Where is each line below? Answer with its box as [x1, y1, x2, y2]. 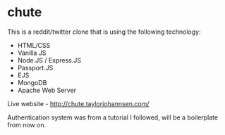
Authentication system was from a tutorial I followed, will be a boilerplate [7, 113, 219, 122]
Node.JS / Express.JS [17, 56, 82, 64]
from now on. [7, 120, 47, 129]
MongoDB [17, 78, 47, 86]
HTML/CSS [17, 41, 51, 49]
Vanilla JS [17, 49, 47, 57]
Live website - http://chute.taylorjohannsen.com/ [7, 99, 150, 108]
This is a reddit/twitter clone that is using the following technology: [7, 27, 201, 36]
